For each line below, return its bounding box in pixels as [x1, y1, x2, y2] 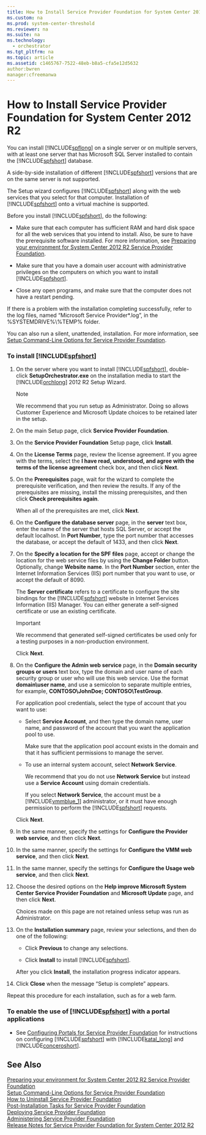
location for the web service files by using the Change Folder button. [15, 557, 190, 564]
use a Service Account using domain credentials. [24, 780, 150, 787]
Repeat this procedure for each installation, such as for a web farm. [7, 992, 177, 999]
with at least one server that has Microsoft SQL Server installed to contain [7, 151, 193, 158]
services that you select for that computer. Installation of [7, 194, 149, 201]
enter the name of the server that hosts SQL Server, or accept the [15, 526, 182, 533]
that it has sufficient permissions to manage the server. [24, 749, 164, 756]
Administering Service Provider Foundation [7, 1115, 116, 1122]
